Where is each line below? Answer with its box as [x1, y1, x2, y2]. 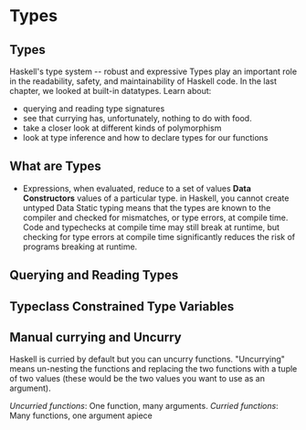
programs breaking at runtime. [22, 241, 138, 252]
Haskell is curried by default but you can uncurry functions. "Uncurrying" [9, 353, 286, 365]
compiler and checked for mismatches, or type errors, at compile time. [22, 212, 289, 223]
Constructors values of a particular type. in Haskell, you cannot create [22, 193, 290, 204]
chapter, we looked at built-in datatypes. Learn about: [9, 86, 212, 96]
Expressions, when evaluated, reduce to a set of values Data [22, 183, 251, 194]
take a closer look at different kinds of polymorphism [22, 122, 222, 133]
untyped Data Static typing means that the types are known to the [22, 202, 271, 213]
